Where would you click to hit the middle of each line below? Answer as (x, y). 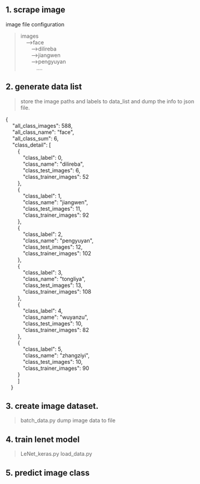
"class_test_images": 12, (53, 247)
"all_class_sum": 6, (35, 138)
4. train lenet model (43, 439)
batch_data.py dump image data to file (68, 420)
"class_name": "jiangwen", (55, 202)
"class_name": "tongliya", (54, 279)
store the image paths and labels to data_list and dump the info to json (107, 101)
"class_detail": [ (32, 145)
